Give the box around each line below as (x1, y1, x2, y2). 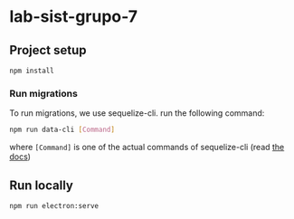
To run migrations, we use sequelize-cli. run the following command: (9, 108, 265, 119)
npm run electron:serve (9, 201, 100, 210)
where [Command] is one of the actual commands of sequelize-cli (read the (9, 142, 285, 153)
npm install (9, 66, 54, 75)
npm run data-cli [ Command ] (9, 125, 116, 135)
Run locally (9, 177, 74, 193)
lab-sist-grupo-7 (9, 6, 138, 27)
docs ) (9, 151, 32, 162)
